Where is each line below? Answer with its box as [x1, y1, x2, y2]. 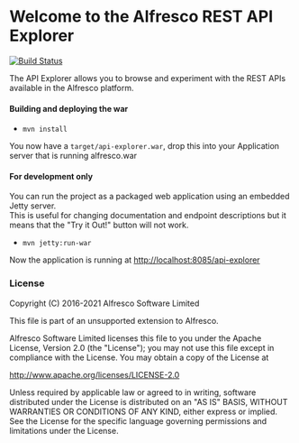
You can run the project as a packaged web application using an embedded [9, 191, 290, 202]
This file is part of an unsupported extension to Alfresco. [9, 315, 219, 326]
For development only [9, 171, 93, 181]
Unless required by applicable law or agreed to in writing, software [9, 386, 257, 398]
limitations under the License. [9, 425, 119, 436]
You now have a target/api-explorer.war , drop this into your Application [9, 141, 280, 152]
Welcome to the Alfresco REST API [9, 6, 274, 27]
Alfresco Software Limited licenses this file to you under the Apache [9, 332, 262, 344]
